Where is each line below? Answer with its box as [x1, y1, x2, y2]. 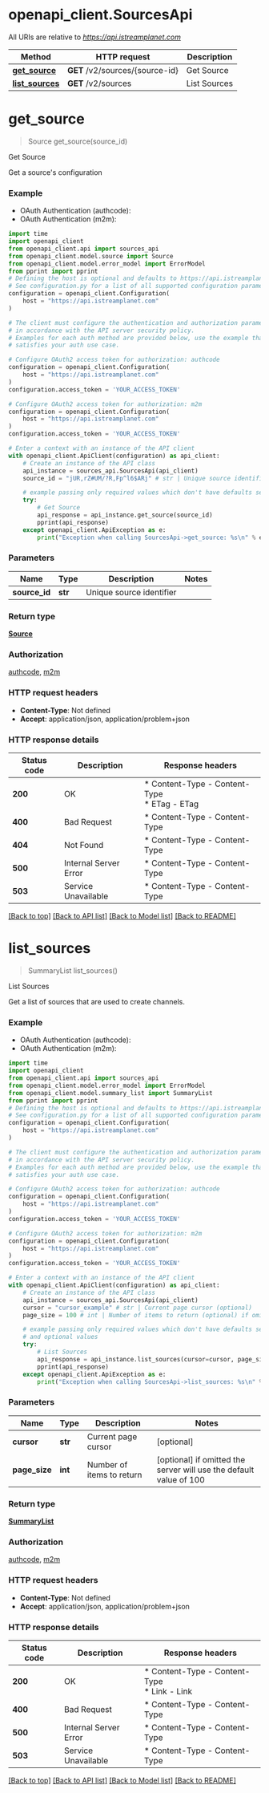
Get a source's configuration [8, 167, 102, 177]
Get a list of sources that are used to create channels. [8, 996, 186, 1006]
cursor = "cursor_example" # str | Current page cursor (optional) [22, 1304, 252, 1312]
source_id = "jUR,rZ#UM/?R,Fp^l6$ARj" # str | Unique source [22, 474, 231, 482]
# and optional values [22, 1333, 98, 1341]
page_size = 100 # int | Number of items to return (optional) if [22, 1311, 249, 1319]
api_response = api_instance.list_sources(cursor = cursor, [37, 1355, 235, 1363]
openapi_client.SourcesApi [8, 6, 193, 24]
